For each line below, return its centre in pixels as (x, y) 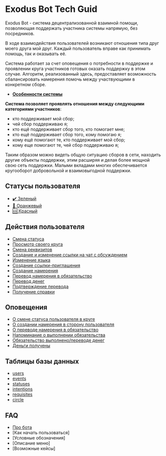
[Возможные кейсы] (34, 448)
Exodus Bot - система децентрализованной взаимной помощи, (72, 23)
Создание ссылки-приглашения (46, 265)
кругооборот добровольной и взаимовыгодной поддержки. (68, 171)
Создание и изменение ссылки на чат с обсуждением (70, 255)
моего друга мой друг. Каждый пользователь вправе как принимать (78, 48)
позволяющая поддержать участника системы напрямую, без (71, 28)
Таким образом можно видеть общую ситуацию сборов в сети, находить (83, 155)
